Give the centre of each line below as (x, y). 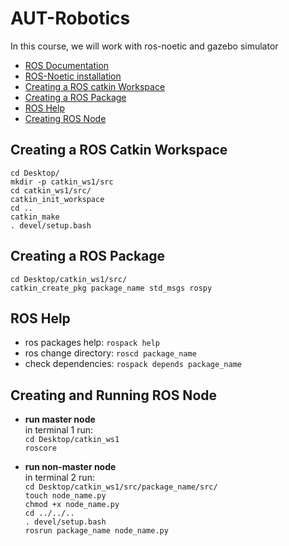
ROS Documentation (67, 65)
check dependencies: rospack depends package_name (133, 364)
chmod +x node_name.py (72, 505)
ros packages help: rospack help (92, 343)
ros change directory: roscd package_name (110, 353)
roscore (40, 448)
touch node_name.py (65, 496)
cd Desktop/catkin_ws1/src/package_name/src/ (121, 487)
